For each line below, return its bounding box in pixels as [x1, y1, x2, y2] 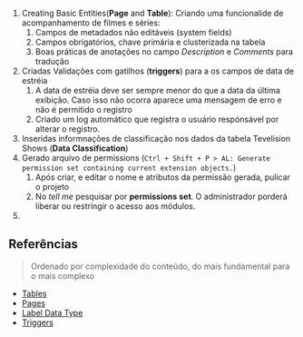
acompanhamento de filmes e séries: [21, 17, 161, 28]
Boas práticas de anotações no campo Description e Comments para [34, 46, 294, 57]
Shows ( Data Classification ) [21, 143, 129, 154]
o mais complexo [30, 270, 95, 281]
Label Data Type [21, 307, 83, 318]
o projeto [34, 182, 70, 192]
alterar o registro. [34, 124, 101, 134]
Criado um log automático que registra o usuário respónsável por [34, 114, 279, 124]
